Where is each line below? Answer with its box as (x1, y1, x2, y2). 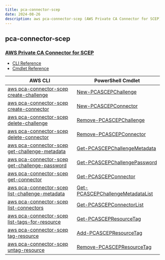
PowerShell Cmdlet (94, 77, 140, 84)
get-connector (7, 176, 42, 183)
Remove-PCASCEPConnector (77, 131, 146, 138)
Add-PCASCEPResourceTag (77, 230, 142, 236)
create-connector (7, 106, 49, 113)
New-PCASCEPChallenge (77, 89, 137, 96)
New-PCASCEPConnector (77, 103, 138, 109)
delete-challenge (7, 120, 48, 127)
